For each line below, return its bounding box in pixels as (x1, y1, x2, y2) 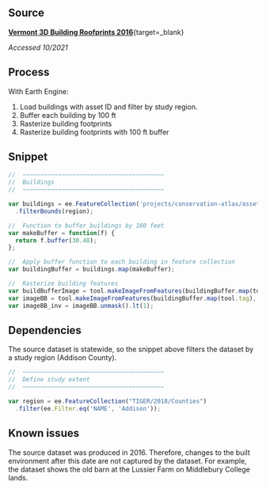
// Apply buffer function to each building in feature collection (8, 258, 236, 266)
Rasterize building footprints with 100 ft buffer (19, 127, 169, 137)
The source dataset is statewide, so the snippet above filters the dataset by (8, 344, 254, 354)
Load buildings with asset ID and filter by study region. (19, 102, 198, 112)
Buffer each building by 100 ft (19, 110, 116, 119)
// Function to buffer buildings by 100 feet (8, 222, 165, 229)
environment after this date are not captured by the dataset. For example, (8, 456, 247, 465)
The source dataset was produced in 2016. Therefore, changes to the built (8, 447, 251, 457)
